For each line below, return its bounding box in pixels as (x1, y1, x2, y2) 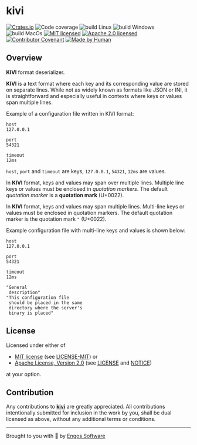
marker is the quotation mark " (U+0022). (6, 215, 107, 222)
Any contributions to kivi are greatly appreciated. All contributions (6, 403, 165, 410)
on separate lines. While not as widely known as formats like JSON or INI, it (6, 86, 188, 93)
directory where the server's (8, 305, 83, 311)
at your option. (6, 370, 42, 377)
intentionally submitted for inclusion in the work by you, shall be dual (6, 409, 172, 416)
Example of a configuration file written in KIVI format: (6, 110, 134, 117)
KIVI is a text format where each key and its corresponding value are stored (6, 80, 189, 87)
